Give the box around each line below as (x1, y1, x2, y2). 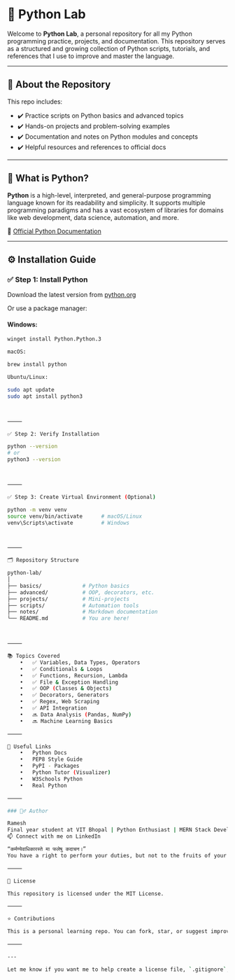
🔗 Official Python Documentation (7, 227, 101, 235)
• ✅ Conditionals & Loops (20, 665, 103, 672)
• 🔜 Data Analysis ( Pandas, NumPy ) (20, 711, 131, 718)
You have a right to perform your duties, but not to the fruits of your (7, 852, 227, 859)
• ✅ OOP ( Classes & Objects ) (20, 685, 113, 692)
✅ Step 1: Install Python (7, 275, 88, 284)
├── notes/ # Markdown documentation (7, 609, 158, 616)
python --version (7, 443, 58, 450)
